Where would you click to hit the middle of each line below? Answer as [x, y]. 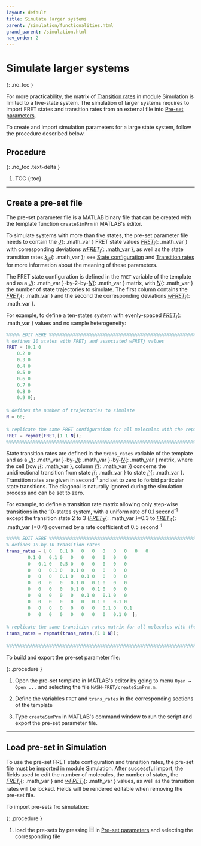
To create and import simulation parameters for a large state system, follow [99, 127]
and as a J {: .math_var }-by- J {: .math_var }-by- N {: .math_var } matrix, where [100, 460]
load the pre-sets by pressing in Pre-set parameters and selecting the [104, 830]
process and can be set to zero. [45, 493]
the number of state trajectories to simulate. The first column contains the [97, 289]
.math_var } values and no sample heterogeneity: [66, 323]
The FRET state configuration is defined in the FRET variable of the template [99, 277]
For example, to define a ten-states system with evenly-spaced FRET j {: [94, 316]
